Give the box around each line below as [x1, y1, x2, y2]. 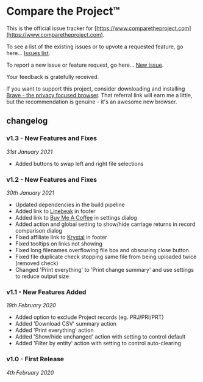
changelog [6, 116, 48, 126]
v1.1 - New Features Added [6, 288, 87, 296]
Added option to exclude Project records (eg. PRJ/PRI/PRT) [15, 313, 164, 321]
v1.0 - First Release [6, 355, 65, 364]
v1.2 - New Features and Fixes [6, 175, 98, 184]
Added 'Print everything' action [15, 326, 94, 334]
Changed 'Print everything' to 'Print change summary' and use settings [15, 266, 194, 273]
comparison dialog [15, 227, 63, 234]
